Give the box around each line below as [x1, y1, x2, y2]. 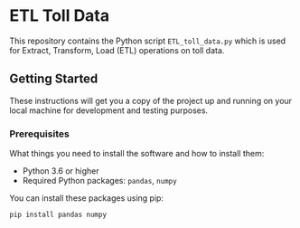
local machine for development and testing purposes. [9, 105, 209, 116]
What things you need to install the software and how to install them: [9, 148, 265, 159]
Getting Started [9, 71, 98, 87]
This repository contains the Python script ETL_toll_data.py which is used [9, 35, 286, 46]
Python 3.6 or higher [22, 166, 99, 176]
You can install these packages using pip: [9, 193, 164, 204]
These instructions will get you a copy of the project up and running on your [9, 95, 292, 106]
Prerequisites [9, 128, 70, 140]
